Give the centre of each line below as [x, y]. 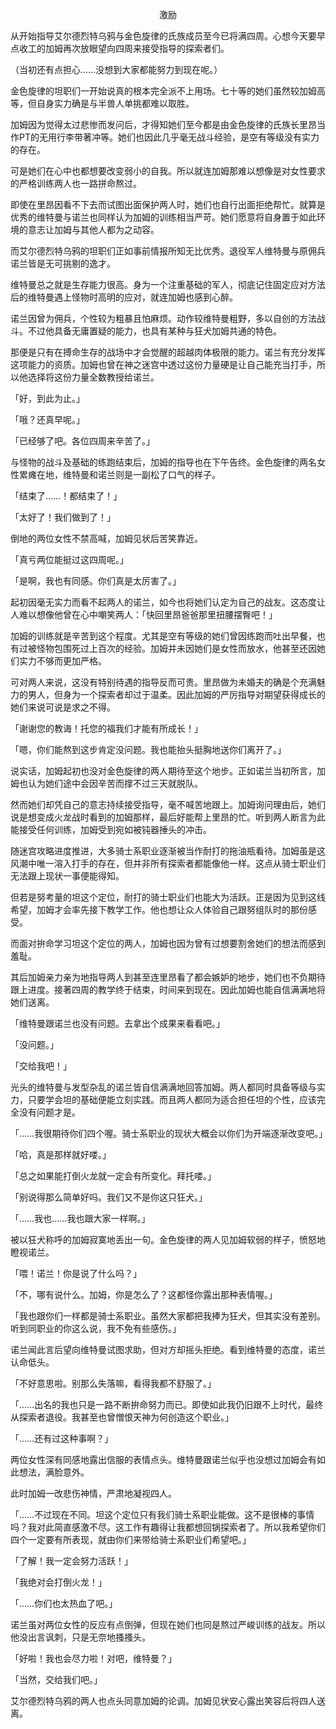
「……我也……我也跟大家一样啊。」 [80, 1218]
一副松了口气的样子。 [176, 474]
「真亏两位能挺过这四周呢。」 [69, 559]
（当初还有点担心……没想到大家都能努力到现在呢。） [116, 69]
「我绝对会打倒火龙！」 [58, 1582]
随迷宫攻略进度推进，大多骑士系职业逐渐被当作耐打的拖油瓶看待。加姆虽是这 [168, 851]
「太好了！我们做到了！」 [63, 517]
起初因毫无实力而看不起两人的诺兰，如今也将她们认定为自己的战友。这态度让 [168, 602]
